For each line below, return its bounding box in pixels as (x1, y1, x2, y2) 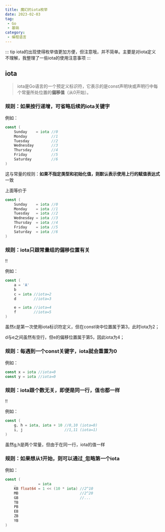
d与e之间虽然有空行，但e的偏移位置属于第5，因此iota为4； (5, 334, 125, 340)
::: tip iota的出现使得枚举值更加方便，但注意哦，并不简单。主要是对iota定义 (5, 49, 156, 55)
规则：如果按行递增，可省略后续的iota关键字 (5, 103, 110, 110)
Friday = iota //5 (14, 225, 58, 230)
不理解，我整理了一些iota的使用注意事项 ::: (5, 55, 91, 61)
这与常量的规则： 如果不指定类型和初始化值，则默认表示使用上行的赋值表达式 (5, 171, 160, 177)
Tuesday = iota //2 (14, 211, 58, 216)
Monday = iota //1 (14, 206, 58, 212)
